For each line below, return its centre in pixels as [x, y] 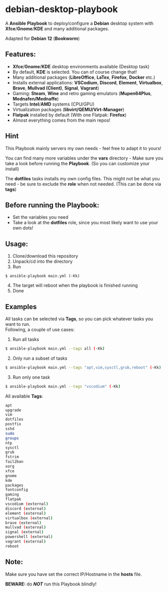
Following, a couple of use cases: [40, 330]
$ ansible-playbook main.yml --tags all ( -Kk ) [55, 349]
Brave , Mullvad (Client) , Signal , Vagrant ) [56, 88]
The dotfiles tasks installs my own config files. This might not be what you [82, 178]
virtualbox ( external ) [29, 518]
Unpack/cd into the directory [43, 262]
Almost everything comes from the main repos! [61, 120]
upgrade [13, 410]
